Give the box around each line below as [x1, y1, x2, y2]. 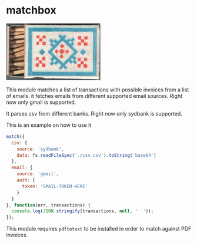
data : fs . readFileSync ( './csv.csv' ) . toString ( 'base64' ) [16, 152, 157, 158]
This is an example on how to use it [6, 121, 92, 129]
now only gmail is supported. [6, 98, 76, 106]
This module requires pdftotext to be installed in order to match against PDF [6, 225, 192, 232]
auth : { [16, 178, 35, 183]
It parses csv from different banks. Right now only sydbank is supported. [6, 110, 182, 117]
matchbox [6, 4, 57, 17]
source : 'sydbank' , [16, 146, 65, 152]
